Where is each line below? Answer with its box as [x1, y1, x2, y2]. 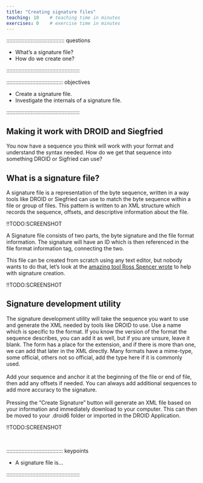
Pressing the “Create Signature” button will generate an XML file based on [6, 399, 191, 406]
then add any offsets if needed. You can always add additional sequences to [6, 379, 197, 386]
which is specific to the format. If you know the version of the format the [6, 327, 187, 335]
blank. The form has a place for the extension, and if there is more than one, [6, 341, 196, 348]
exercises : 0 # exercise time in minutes [6, 20, 121, 26]
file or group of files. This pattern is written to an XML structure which [6, 202, 181, 209]
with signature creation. [6, 270, 65, 276]
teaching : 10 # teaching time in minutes [6, 15, 121, 21]
